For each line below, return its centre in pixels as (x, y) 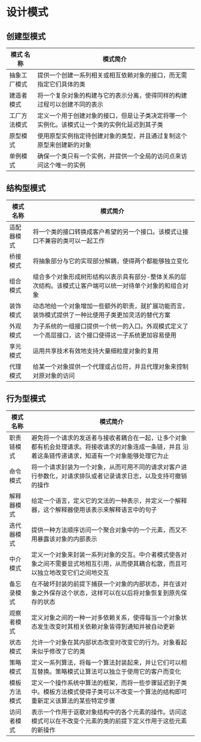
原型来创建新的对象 (64, 145)
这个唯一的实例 (64, 165)
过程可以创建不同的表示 (70, 104)
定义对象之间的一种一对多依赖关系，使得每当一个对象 (106, 617)
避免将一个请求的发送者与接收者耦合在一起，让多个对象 (109, 438)
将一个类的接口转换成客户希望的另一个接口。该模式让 (108, 231)
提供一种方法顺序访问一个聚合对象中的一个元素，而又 (106, 530)
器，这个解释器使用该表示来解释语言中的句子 (94, 509)
